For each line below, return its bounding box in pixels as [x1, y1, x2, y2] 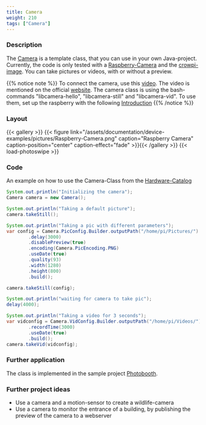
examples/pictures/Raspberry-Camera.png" [6, 134, 118, 142]
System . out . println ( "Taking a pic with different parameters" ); [6, 222, 174, 229]
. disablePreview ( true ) [28, 240, 86, 246]
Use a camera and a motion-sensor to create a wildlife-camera [15, 399, 174, 406]
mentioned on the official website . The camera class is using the [6, 86, 169, 93]
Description [6, 40, 42, 49]
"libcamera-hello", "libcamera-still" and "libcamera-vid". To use [36, 93, 196, 100]
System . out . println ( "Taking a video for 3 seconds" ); [6, 313, 147, 319]
